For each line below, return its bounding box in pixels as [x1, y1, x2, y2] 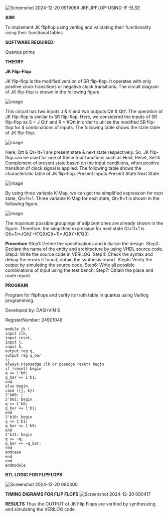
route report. [5, 273, 32, 278]
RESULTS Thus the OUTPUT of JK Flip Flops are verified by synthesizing [5, 501, 156, 507]
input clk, [5, 331, 28, 336]
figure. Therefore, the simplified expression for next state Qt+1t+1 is [5, 226, 144, 231]
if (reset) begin [5, 366, 42, 371]
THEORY [5, 59, 24, 65]
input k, [5, 344, 24, 349]
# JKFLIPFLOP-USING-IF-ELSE [76, 5, 140, 11]
